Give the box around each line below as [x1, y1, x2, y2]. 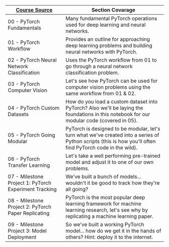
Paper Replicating [8, 210, 50, 216]
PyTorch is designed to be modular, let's [65, 126, 160, 132]
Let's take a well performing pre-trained [65, 152, 160, 159]
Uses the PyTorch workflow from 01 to [65, 56, 157, 64]
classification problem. [65, 69, 119, 76]
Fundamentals [8, 25, 42, 31]
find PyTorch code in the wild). [65, 144, 138, 151]
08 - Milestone [8, 197, 44, 204]
